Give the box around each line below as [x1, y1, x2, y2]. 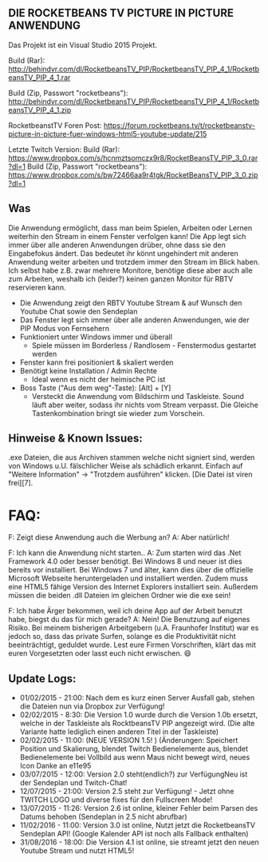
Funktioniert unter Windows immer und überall [19, 332, 173, 341]
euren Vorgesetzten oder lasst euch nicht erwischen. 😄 [8, 648, 191, 658]
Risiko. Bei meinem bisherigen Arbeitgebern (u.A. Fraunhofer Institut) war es [8, 623, 259, 633]
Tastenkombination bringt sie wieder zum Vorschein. [31, 408, 205, 418]
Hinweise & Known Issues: [8, 432, 143, 445]
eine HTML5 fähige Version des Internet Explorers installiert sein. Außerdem [8, 582, 258, 592]
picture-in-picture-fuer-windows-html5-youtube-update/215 [8, 129, 207, 138]
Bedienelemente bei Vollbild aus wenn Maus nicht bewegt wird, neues [19, 752, 250, 762]
